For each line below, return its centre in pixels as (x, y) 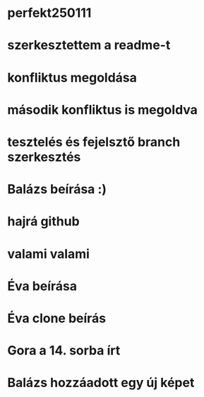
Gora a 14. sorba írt (64, 351)
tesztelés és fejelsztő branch (94, 142)
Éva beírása (42, 286)
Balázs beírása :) (57, 189)
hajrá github (43, 222)
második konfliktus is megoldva (102, 110)
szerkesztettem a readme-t (89, 45)
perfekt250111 (49, 13)
